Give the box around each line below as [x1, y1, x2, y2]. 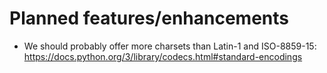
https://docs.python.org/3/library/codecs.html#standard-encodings [23, 50, 303, 62]
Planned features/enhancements [9, 7, 289, 30]
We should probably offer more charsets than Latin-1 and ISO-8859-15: [23, 40, 317, 52]
